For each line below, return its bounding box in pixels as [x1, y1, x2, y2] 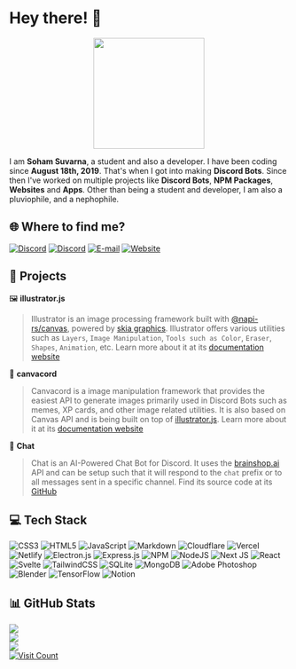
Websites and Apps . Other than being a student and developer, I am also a [9, 184, 284, 194]
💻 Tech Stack [9, 512, 88, 527]
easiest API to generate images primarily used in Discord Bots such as [30, 395, 288, 405]
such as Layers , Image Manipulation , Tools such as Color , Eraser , [30, 332, 272, 342]
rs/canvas [30, 323, 68, 334]
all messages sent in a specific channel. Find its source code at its [30, 476, 273, 487]
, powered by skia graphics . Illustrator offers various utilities [66, 323, 285, 334]
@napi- [231, 313, 259, 324]
